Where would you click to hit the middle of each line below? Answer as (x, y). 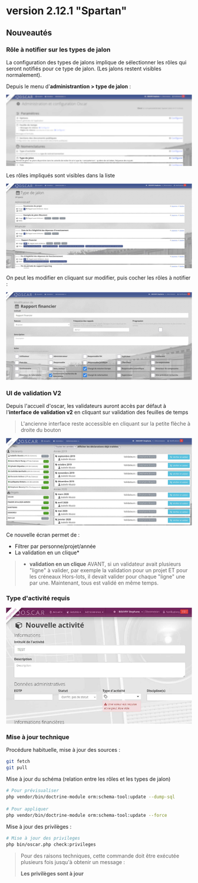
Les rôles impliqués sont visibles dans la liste (61, 175)
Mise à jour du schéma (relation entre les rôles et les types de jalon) (88, 779)
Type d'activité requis (38, 598)
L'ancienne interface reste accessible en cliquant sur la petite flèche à (105, 424)
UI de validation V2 (34, 393)
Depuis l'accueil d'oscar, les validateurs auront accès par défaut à (86, 406)
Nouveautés (29, 33)
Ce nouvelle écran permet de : (43, 535)
